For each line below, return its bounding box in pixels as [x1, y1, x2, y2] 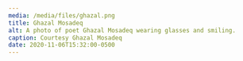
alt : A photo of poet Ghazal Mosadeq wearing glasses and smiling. [8, 26, 237, 34]
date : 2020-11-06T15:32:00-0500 [8, 41, 115, 49]
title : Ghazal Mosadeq [8, 19, 83, 27]
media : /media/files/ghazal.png [8, 11, 115, 20]
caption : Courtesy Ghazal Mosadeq [8, 33, 123, 42]
